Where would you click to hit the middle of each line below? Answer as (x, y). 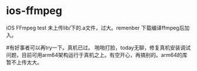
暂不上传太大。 (24, 62)
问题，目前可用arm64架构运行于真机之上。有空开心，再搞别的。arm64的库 (97, 55)
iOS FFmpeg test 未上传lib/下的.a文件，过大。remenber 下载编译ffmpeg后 (95, 28)
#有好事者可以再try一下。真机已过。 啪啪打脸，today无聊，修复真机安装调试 (98, 48)
